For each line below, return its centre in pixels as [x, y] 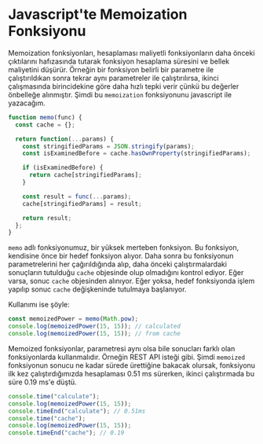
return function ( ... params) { [64, 139]
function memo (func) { [45, 117]
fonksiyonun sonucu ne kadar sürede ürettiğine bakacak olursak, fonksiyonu [132, 365]
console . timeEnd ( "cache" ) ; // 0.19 [66, 433]
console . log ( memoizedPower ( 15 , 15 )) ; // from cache [94, 334]
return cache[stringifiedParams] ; [86, 175]
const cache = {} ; [46, 125]
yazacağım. [27, 103]
